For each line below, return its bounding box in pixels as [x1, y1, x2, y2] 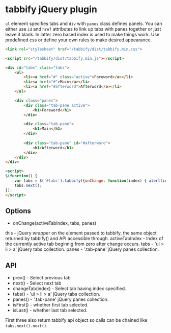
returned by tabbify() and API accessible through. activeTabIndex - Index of [5, 235, 164, 242]
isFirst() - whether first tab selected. [12, 302, 89, 308]
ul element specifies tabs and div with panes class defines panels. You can [5, 20, 162, 27]
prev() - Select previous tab [12, 275, 71, 281]
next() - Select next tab [12, 280, 62, 287]
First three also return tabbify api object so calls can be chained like [5, 317, 148, 323]
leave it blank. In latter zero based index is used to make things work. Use [5, 31, 160, 37]
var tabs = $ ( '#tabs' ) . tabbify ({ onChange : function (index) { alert [14, 178, 160, 183]
